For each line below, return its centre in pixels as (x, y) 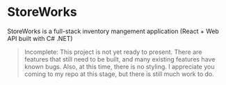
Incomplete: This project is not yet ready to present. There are (113, 52)
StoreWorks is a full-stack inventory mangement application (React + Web (113, 31)
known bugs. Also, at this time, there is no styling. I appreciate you (119, 66)
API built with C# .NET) (40, 38)
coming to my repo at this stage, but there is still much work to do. (119, 74)
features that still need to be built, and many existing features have (120, 59)
